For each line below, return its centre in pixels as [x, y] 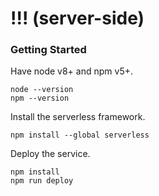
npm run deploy [42, 181]
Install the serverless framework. [78, 117]
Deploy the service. [50, 154]
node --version [42, 90]
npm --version [40, 98]
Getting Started [48, 50]
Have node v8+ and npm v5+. [71, 71]
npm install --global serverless [80, 135]
